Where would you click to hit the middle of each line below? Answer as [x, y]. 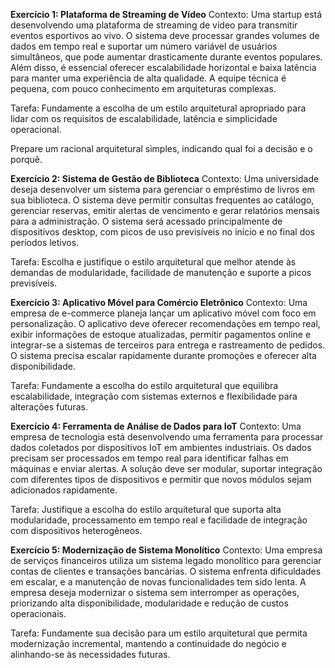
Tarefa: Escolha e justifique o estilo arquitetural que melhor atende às [153, 262]
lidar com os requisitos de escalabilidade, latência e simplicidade [144, 118]
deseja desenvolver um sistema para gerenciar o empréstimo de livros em [162, 189]
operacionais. [38, 613]
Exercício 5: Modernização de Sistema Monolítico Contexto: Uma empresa [166, 550]
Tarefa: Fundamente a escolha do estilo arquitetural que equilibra [144, 385]
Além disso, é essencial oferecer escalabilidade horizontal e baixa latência [163, 67]
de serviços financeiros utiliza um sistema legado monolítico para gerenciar [166, 560]
